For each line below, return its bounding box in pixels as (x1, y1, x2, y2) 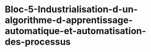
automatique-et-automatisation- (5, 25, 146, 37)
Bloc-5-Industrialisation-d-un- (5, 4, 138, 15)
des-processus (5, 36, 71, 48)
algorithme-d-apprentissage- (5, 14, 133, 26)
